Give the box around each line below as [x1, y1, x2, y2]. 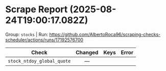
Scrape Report [5, 4, 68, 15]
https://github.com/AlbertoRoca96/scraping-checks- [49, 31, 161, 37]
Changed [76, 49, 99, 56]
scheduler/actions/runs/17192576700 [5, 37, 83, 43]
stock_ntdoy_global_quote [8, 58, 71, 64]
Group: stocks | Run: [5, 31, 49, 37]
